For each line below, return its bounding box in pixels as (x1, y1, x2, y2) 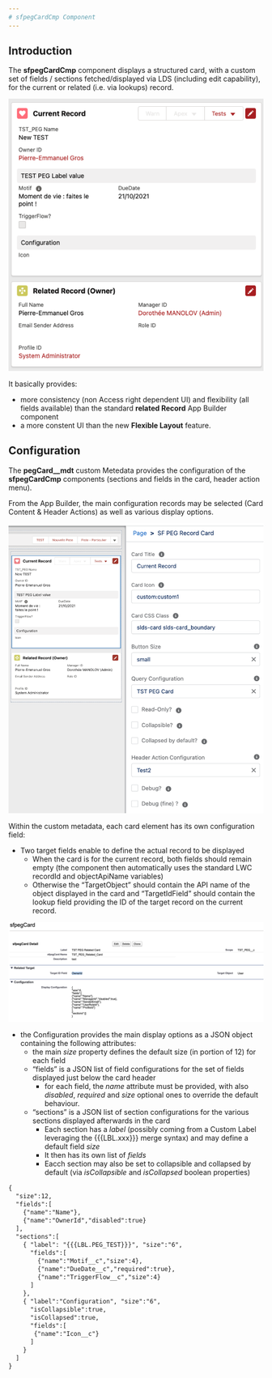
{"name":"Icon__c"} (33, 1329, 100, 1338)
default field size (44, 1142, 100, 1151)
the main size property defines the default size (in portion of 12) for (32, 1047, 257, 1057)
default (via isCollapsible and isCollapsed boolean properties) (44, 1167, 251, 1177)
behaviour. (44, 1098, 80, 1108)
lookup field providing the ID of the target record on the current (32, 897, 244, 907)
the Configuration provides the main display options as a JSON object (19, 1029, 253, 1040)
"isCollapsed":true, (29, 1313, 100, 1321)
